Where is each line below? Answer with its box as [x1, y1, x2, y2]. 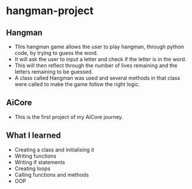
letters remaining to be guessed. [14, 68, 93, 75]
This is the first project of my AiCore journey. [14, 113, 123, 120]
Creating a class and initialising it [14, 146, 95, 153]
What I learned [6, 131, 61, 141]
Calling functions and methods [14, 171, 89, 178]
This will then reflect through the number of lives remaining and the [14, 62, 178, 69]
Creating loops [14, 165, 51, 172]
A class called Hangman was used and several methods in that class [14, 75, 180, 81]
